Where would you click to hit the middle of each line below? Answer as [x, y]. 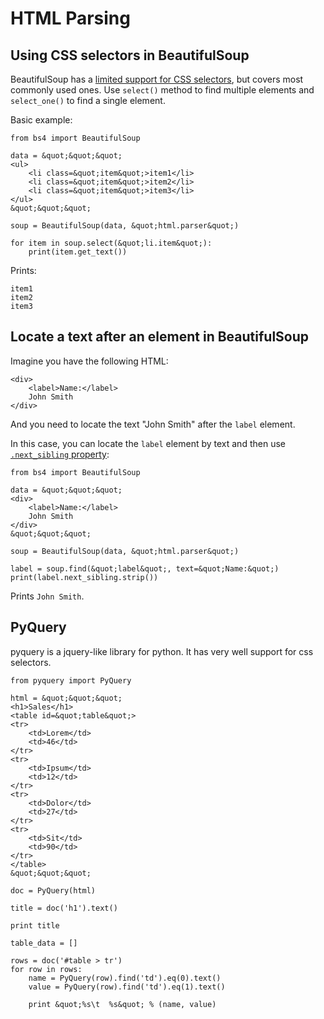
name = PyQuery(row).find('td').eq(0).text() [125, 978]
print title [35, 925]
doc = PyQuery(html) [53, 890]
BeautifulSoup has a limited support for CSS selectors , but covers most [157, 79]
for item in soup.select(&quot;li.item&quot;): [111, 243]
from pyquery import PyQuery [71, 680]
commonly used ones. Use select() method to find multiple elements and [162, 90]
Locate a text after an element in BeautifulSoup [160, 337]
